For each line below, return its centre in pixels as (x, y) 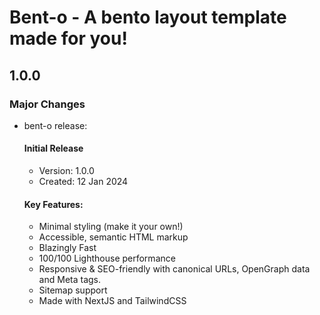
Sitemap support (73, 290)
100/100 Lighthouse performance (107, 258)
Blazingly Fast (67, 248)
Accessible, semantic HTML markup (113, 237)
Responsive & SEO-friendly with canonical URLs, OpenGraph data (174, 269)
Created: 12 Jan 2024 (83, 182)
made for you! (68, 38)
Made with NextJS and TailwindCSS (112, 301)
